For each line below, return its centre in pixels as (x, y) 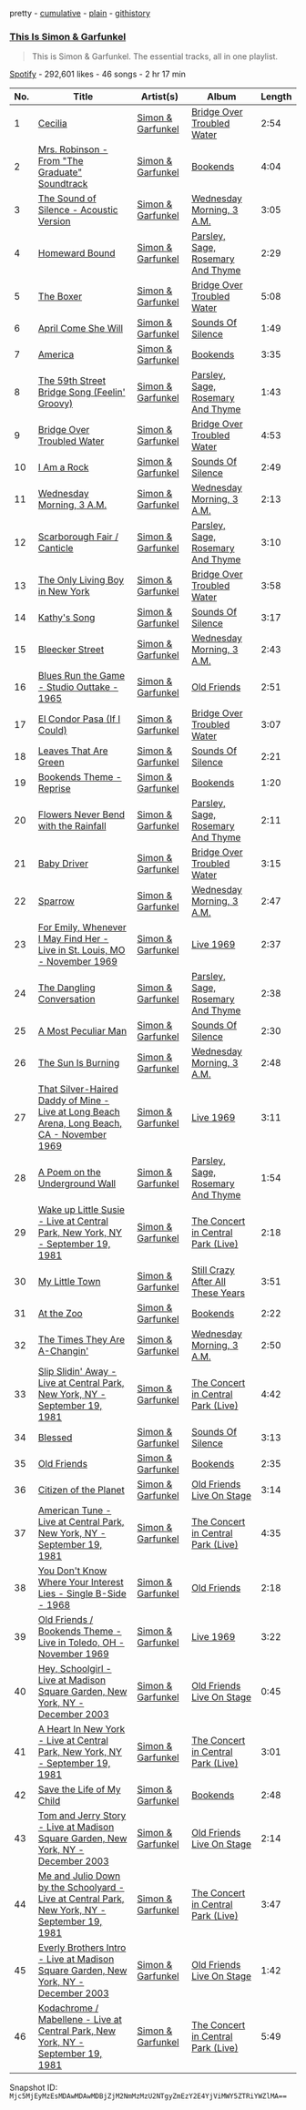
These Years (218, 1293)
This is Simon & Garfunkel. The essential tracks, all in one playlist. (155, 56)
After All (208, 1282)
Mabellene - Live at (80, 2020)
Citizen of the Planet (81, 1490)
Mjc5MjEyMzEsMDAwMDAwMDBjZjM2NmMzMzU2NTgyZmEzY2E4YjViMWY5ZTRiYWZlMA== (148, 2096)
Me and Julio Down (79, 1876)
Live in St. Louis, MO (82, 950)
